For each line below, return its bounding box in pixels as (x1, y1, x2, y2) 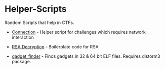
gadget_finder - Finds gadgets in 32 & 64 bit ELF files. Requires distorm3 (11, 53, 161, 59)
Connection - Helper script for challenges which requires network (11, 29, 146, 35)
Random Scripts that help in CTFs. (4, 20, 75, 25)
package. (11, 58, 31, 64)
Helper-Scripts (4, 3, 67, 15)
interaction (11, 34, 34, 40)
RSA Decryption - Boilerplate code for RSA (11, 44, 99, 49)
